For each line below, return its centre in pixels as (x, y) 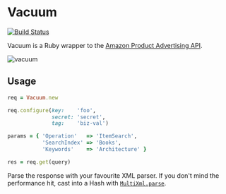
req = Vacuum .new (33, 97)
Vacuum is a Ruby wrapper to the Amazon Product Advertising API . (105, 45)
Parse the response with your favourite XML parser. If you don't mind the (113, 175)
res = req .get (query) (39, 162)
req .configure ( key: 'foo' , (52, 110)
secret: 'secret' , (79, 117)
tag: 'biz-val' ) (81, 123)
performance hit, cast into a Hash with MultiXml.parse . (87, 183)
